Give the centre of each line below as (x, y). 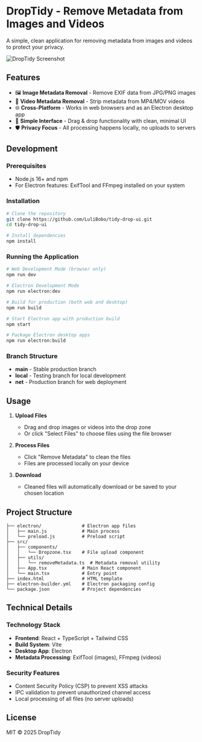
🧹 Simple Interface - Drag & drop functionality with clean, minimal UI (100, 121)
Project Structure (39, 512)
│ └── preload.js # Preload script (66, 537)
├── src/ (17, 542)
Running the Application (43, 257)
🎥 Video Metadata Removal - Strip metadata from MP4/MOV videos (100, 101)
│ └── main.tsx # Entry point (62, 574)
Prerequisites (26, 166)
